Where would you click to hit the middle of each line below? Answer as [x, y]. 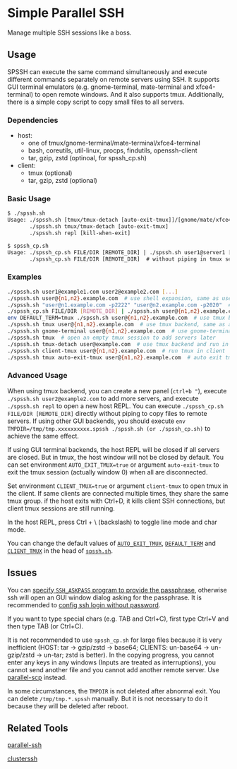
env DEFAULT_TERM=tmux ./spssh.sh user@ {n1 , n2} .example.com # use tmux [116, 318]
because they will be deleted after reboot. [68, 706]
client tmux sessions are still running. [61, 508]
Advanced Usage [37, 376]
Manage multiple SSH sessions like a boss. [69, 32]
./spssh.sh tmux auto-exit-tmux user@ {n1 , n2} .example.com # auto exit [115, 357]
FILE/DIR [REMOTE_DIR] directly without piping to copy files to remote [107, 413]
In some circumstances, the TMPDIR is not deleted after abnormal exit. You [114, 691]
